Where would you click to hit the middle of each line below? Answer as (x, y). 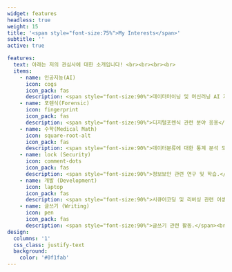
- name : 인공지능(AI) (48, 78)
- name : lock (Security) (55, 155)
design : (18, 232)
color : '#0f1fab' (45, 258)
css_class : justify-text (49, 245)
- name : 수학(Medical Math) (59, 129)
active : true (26, 46)
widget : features (32, 13)
